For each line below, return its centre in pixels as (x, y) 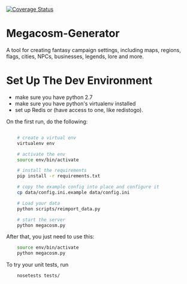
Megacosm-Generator (63, 34)
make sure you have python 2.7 (54, 97)
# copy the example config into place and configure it (88, 187)
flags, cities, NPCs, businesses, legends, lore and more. (75, 56)
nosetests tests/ (39, 276)
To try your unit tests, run (37, 265)
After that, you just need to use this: (50, 237)
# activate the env (41, 154)
